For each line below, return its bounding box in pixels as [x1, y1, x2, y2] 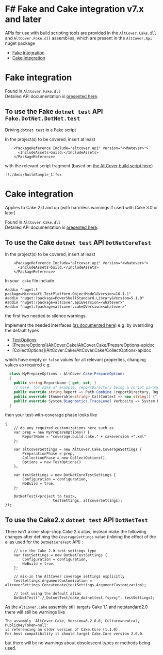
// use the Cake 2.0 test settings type [14, 549, 97, 554]
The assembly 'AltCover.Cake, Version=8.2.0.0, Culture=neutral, [5, 618, 140, 624]
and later [5, 14, 42, 25]
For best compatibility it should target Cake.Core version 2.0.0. [5, 632, 145, 636]
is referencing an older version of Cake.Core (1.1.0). [5, 627, 120, 632]
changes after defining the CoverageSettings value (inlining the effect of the [5, 534, 156, 540]
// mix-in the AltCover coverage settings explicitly [14, 574, 125, 579]
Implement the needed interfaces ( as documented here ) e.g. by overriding [5, 322, 153, 328]
